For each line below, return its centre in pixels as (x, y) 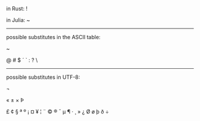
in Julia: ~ (18, 20)
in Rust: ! (17, 9)
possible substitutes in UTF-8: (43, 77)
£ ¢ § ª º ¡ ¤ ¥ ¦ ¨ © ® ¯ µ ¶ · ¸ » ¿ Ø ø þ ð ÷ (57, 112)
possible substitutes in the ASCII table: (54, 37)
